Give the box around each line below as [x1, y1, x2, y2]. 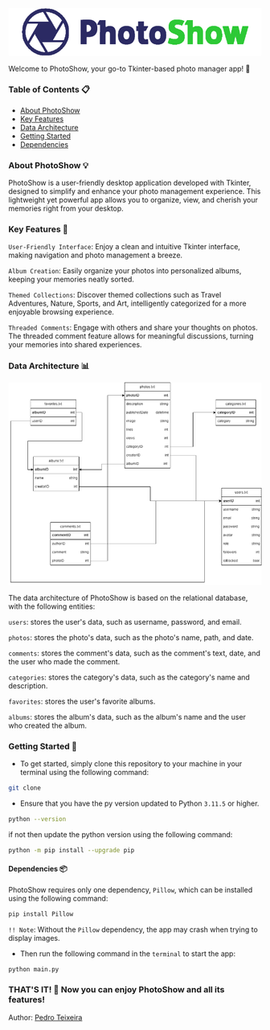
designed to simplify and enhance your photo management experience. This [8, 187, 261, 196]
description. [8, 680, 48, 691]
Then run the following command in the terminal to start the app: [19, 949, 235, 958]
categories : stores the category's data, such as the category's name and [8, 672, 251, 682]
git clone [8, 784, 42, 792]
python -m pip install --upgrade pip [8, 846, 135, 854]
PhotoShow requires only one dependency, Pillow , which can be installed [8, 884, 253, 894]
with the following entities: [8, 601, 96, 611]
